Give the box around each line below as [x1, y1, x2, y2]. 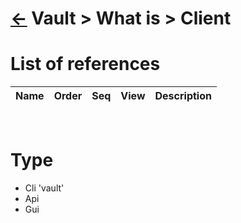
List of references [10, 53, 161, 76]
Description [154, 89, 212, 103]
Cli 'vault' [24, 182, 65, 194]
